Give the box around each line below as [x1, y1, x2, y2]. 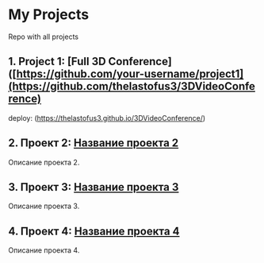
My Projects [8, 6, 90, 24]
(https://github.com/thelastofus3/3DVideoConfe [8, 79, 256, 93]
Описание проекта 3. [8, 201, 80, 211]
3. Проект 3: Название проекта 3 [8, 180, 179, 194]
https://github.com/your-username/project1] [16, 68, 244, 81]
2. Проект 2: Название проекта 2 [8, 137, 179, 150]
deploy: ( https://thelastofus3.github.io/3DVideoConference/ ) [8, 113, 206, 122]
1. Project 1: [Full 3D [8, 55, 106, 68]
